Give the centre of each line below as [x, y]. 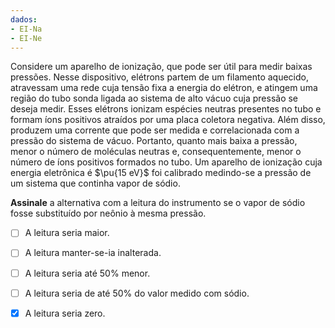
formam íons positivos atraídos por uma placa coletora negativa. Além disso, [168, 120]
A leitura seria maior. [67, 233]
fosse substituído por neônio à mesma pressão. [108, 213]
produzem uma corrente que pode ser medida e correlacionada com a [155, 130]
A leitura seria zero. [65, 313]
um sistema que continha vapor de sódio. [95, 183]
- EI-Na [26, 29]
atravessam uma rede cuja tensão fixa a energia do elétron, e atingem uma [164, 88]
